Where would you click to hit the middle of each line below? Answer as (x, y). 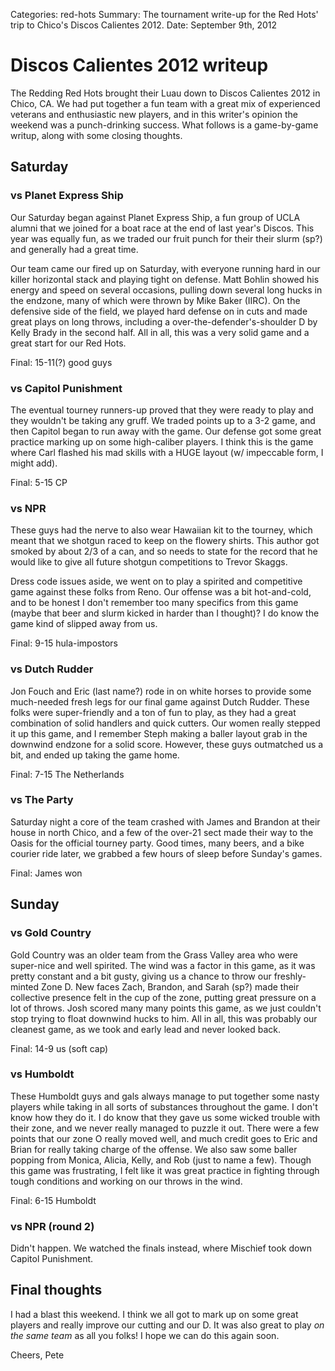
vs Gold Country (51, 933)
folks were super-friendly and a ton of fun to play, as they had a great (153, 712)
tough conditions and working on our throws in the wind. (126, 1181)
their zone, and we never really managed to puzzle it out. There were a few (165, 1128)
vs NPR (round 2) (52, 1226)
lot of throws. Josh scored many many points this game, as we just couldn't (166, 1008)
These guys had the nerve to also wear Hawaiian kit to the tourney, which (161, 530)
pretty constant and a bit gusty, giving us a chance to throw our (141, 976)
